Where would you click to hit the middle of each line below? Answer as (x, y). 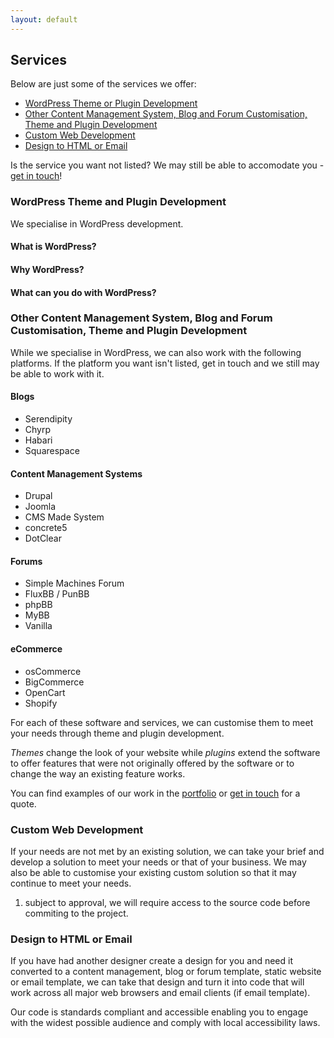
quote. (23, 803)
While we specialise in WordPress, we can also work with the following (156, 352)
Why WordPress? (47, 269)
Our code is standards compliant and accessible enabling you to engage (159, 1012)
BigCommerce (54, 682)
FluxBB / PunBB (57, 594)
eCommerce (36, 649)
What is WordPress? (53, 247)
